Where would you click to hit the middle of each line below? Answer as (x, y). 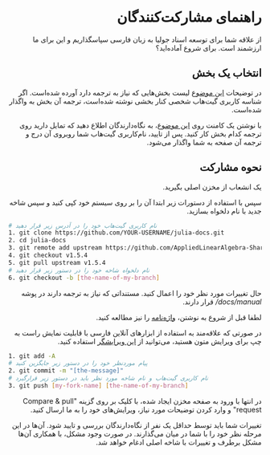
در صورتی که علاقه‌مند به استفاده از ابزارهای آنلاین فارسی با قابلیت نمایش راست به (138, 332)
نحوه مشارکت (231, 167)
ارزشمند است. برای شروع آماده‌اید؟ (209, 47)
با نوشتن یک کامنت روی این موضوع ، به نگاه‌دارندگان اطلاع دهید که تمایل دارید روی (141, 125)
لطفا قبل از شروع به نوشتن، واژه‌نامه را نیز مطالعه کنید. (179, 317)
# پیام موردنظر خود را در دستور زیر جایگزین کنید (78, 364)
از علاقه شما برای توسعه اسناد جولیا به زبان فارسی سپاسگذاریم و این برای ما (147, 39)
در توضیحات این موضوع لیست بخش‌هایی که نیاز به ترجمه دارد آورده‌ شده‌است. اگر (140, 92)
